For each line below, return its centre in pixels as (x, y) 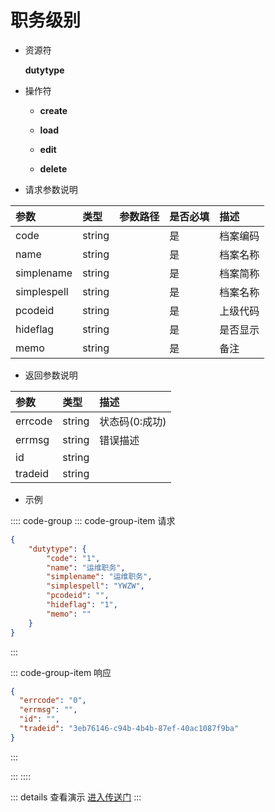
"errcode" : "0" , (53, 701)
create (53, 110)
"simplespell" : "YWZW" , (95, 586)
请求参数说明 (51, 189)
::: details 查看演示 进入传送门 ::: (76, 797)
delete (53, 168)
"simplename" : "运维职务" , (99, 577)
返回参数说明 (51, 375)
